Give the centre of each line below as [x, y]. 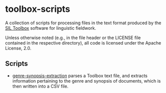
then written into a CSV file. [40, 86]
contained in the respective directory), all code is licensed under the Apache [83, 43]
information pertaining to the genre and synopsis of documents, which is [86, 81]
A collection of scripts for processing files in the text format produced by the [83, 23]
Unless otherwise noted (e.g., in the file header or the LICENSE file [73, 38]
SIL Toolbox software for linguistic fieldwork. [51, 28]
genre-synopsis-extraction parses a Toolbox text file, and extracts [80, 76]
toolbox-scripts [38, 9]
